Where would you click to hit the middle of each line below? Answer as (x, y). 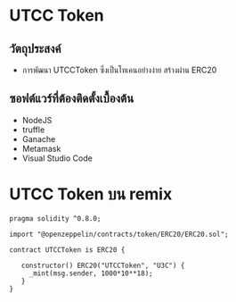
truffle (33, 130)
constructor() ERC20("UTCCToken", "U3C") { (103, 265)
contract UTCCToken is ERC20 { (67, 250)
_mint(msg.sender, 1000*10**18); (91, 273)
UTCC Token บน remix (91, 194)
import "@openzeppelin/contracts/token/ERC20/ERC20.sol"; (119, 234)
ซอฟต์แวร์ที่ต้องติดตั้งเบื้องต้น (72, 99)
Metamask (41, 148)
